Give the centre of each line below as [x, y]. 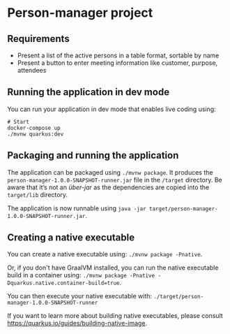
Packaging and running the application [93, 155]
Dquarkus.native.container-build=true [63, 283]
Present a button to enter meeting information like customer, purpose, [117, 63]
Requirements [38, 39]
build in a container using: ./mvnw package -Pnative [81, 275]
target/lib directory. [38, 194]
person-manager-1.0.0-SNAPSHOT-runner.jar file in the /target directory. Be [115, 180]
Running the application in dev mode [88, 92]
